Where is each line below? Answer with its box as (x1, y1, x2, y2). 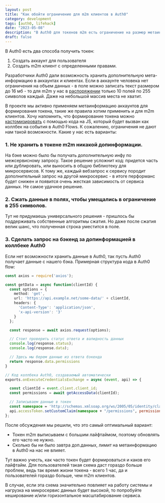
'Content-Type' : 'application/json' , (18, 305, 96, 310)
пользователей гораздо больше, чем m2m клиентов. (5, 473, 116, 478)
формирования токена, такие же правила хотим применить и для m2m (5, 108, 155, 114)
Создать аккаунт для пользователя (12, 58, 86, 63)
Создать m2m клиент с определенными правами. (12, 62, 117, 69)
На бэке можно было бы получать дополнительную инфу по (5, 152, 132, 158)
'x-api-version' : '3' (18, 309, 63, 315)
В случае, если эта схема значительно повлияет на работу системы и (5, 482, 152, 488)
